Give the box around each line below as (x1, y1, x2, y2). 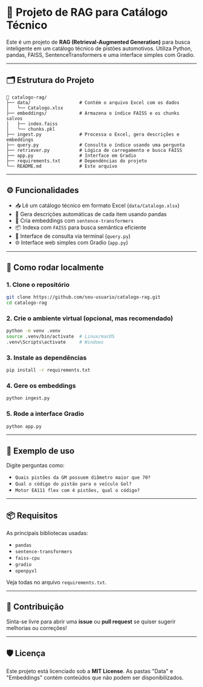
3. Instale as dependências (6, 353, 87, 362)
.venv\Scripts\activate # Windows (6, 339, 104, 346)
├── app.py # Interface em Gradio (6, 153, 137, 159)
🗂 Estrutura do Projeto (6, 75, 95, 85)
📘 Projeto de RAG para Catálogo (6, 5, 168, 19)
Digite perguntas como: (6, 462, 65, 469)
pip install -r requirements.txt (6, 367, 91, 373)
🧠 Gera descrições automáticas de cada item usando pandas (14, 210, 167, 217)
